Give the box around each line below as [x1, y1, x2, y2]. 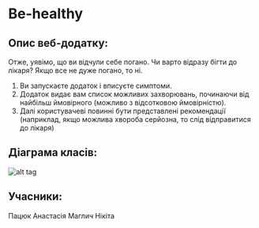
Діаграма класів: [8, 146, 97, 159]
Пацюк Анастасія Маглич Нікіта [8, 211, 115, 220]
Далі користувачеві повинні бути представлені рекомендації [19, 106, 227, 116]
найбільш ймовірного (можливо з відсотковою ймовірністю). [19, 98, 227, 107]
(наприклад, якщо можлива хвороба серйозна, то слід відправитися [19, 115, 251, 123]
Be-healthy [8, 5, 84, 23]
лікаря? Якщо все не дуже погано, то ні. [8, 66, 143, 75]
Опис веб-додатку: [8, 36, 109, 50]
